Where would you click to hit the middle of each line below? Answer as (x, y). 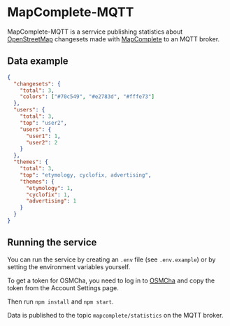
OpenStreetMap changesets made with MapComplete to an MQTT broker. (114, 39)
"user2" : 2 (42, 142)
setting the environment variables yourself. (69, 266)
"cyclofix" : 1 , (48, 195)
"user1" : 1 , (43, 136)
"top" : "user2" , (44, 123)
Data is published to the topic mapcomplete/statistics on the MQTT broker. (115, 315)
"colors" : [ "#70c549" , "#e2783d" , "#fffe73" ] (87, 97)
